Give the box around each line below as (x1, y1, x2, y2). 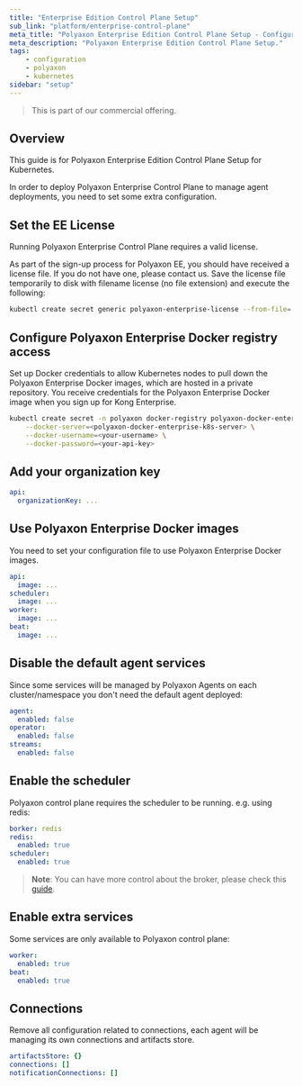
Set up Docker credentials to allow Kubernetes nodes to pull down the (9, 367, 268, 378)
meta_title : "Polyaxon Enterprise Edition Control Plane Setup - (9, 30, 259, 39)
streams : (9, 740, 42, 749)
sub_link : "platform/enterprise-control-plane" (9, 22, 191, 31)
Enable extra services (9, 910, 134, 925)
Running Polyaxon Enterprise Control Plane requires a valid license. (9, 241, 259, 252)
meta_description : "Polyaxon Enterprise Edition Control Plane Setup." (9, 38, 283, 48)
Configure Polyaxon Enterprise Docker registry (9, 330, 279, 345)
